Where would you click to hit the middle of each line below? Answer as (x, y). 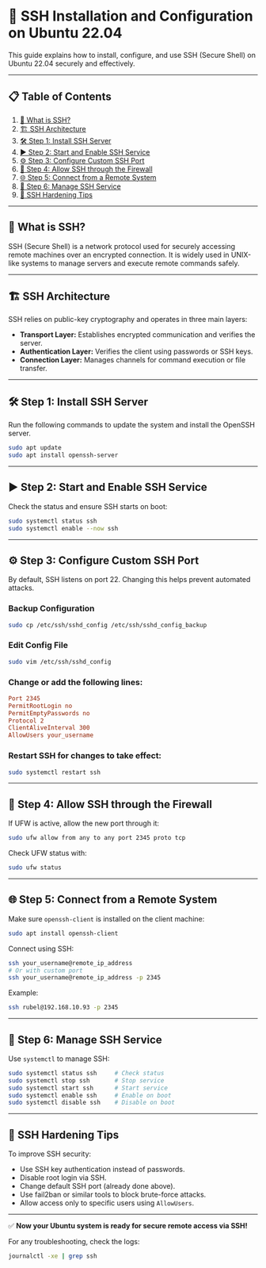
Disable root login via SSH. (63, 1178)
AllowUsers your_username (51, 736)
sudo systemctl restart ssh (55, 772)
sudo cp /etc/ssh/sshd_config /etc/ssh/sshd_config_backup (108, 625)
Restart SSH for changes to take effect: (85, 756)
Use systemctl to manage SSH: (59, 1059)
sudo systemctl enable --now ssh (63, 528)
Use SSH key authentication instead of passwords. (102, 1170)
